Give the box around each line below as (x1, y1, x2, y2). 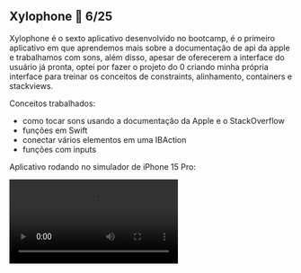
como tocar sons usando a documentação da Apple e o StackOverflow (22, 115, 285, 126)
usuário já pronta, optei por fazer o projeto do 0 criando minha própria (9, 61, 270, 72)
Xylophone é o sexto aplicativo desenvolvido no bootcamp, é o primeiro (9, 32, 276, 43)
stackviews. (9, 80, 54, 91)
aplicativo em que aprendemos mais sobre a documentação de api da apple (9, 42, 290, 53)
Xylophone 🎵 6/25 (9, 9, 113, 24)
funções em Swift (22, 125, 88, 136)
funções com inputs (22, 144, 97, 154)
